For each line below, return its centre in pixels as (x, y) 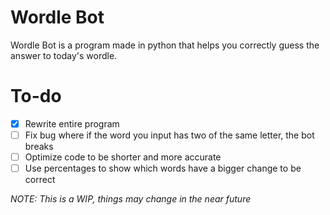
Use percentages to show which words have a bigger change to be (163, 168)
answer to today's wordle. (64, 55)
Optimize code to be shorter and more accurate (123, 157)
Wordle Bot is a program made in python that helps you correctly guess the (165, 45)
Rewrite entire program (72, 123)
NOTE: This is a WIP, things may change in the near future (131, 199)
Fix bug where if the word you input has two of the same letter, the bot (169, 135)
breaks (39, 146)
